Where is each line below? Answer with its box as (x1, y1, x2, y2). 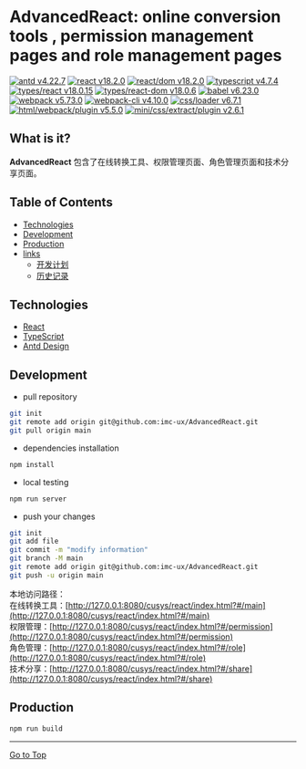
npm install (9, 460, 55, 469)
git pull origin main (9, 426, 92, 435)
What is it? (9, 130, 71, 147)
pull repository (22, 391, 77, 402)
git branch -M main (9, 554, 84, 563)
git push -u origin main (9, 570, 104, 580)
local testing (22, 476, 69, 487)
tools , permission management (9, 26, 254, 47)
